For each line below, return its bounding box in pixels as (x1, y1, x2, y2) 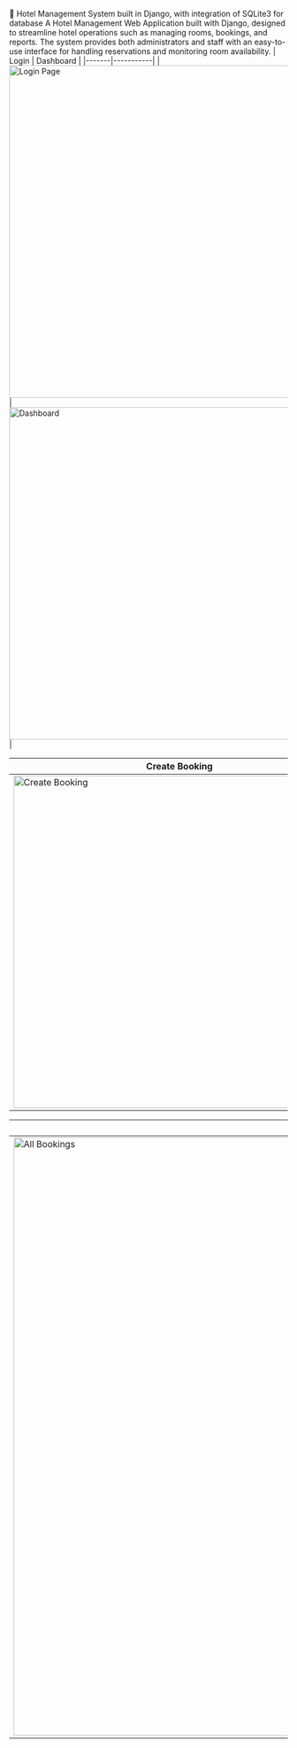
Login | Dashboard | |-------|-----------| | (9, 56, 161, 66)
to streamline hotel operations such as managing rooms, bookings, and (9, 27, 268, 37)
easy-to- (254, 36, 286, 47)
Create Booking (145, 761, 214, 772)
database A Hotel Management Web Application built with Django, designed (9, 18, 286, 28)
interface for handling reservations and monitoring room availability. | (24, 46, 277, 57)
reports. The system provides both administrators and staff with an (9, 36, 253, 47)
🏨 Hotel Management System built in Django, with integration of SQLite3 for (9, 9, 285, 19)
